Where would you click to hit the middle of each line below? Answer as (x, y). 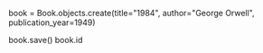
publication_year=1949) (52, 22)
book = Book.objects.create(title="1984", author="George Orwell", (131, 13)
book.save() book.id (46, 40)
